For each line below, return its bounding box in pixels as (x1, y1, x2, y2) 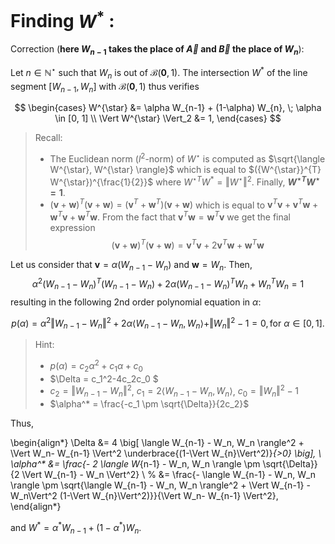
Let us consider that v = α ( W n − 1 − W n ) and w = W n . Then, (10, 258, 253, 273)
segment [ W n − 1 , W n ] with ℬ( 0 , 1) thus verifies (10, 80, 200, 95)
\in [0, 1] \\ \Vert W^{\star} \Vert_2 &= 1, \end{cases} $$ (54, 112, 282, 125)
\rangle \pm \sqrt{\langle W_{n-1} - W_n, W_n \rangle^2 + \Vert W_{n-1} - (10, 479, 311, 491)
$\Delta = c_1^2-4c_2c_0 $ (49, 372, 159, 385)
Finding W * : (10, 6, 115, 33)
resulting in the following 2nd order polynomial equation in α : (10, 296, 262, 308)
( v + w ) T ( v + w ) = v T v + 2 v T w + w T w (111, 237, 265, 251)
